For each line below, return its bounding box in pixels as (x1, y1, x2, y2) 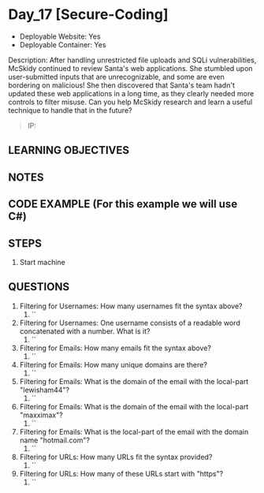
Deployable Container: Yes (19, 39, 106, 49)
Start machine (19, 257, 65, 267)
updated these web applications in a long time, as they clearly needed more (8, 88, 255, 98)
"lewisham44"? (19, 385, 70, 394)
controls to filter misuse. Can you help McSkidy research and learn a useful (8, 97, 253, 106)
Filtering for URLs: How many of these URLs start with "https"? (19, 469, 224, 478)
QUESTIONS (8, 280, 69, 293)
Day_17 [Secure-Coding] (8, 6, 169, 24)
